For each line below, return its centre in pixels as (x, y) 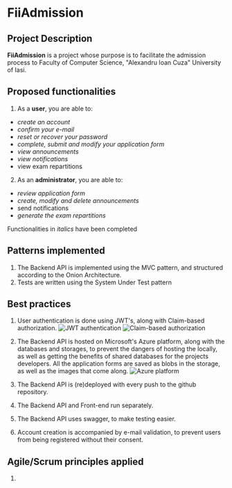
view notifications (43, 158)
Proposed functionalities (62, 92)
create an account (44, 122)
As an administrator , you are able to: (70, 179)
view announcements (48, 152)
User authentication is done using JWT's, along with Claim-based (111, 320)
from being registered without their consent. (80, 440)
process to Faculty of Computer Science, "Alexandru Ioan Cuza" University (114, 63)
